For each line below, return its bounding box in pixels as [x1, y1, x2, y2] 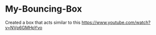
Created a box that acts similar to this [5, 19, 81, 25]
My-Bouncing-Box [5, 3, 82, 15]
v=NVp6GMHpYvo [5, 24, 43, 30]
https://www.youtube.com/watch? [81, 19, 151, 25]
